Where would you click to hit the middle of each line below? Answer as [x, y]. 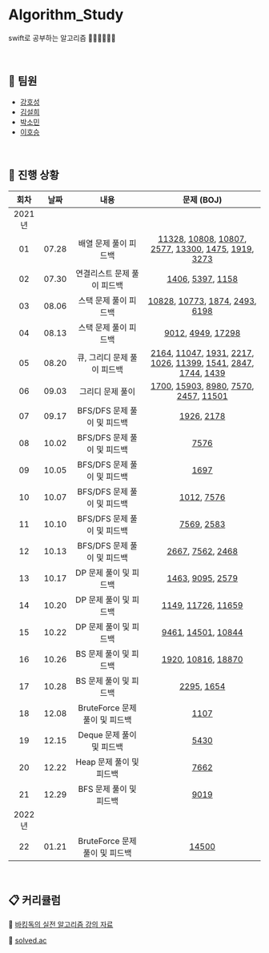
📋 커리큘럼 [35, 900]
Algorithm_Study [66, 15]
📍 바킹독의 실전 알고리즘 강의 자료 [61, 925]
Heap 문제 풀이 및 [108, 762]
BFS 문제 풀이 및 [108, 789]
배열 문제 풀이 [102, 243]
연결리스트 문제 [102, 273]
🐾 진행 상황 [34, 175]
